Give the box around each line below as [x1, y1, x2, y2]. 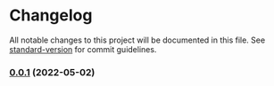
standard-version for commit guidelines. [9, 43, 157, 54]
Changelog [9, 5, 93, 26]
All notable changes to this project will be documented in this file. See [9, 35, 266, 45]
